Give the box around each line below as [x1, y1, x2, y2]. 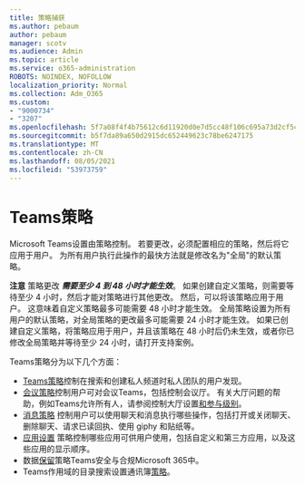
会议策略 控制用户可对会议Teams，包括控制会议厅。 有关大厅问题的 [22, 387, 273, 398]
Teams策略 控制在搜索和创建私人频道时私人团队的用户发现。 [22, 375, 247, 386]
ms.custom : [9, 97, 51, 107]
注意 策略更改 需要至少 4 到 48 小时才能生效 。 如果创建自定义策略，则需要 [9, 280, 287, 291]
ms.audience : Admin [9, 47, 84, 56]
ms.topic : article [9, 55, 79, 64]
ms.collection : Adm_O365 [9, 89, 103, 98]
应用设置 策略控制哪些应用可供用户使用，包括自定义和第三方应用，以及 [22, 432, 288, 443]
